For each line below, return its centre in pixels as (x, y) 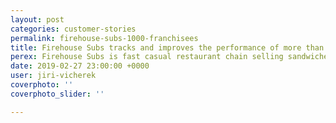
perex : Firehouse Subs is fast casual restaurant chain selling (147, 57)
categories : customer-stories (73, 29)
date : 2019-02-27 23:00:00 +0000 (80, 66)
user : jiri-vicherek (53, 76)
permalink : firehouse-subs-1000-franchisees (104, 38)
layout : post (37, 19)
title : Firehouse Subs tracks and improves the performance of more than (167, 47)
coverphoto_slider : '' (57, 94)
